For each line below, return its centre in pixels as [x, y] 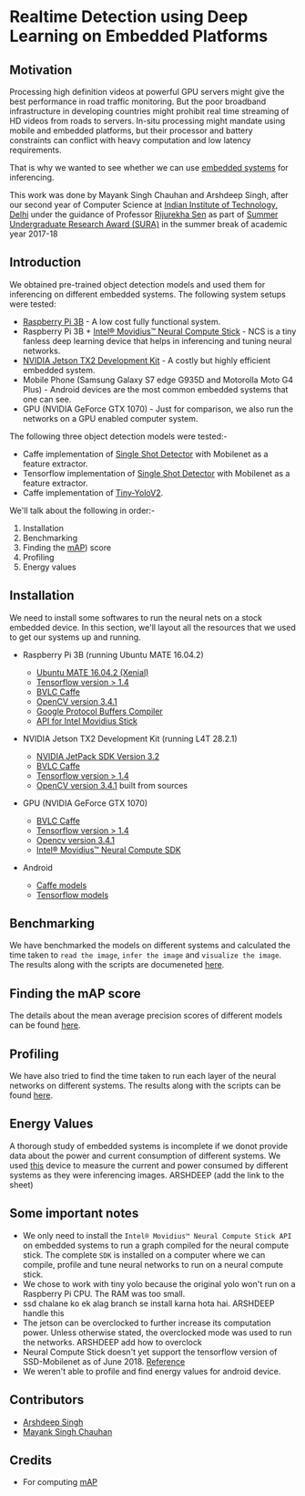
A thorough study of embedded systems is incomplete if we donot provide [149, 1146]
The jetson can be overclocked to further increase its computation [147, 1323]
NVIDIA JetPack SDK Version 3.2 [98, 756]
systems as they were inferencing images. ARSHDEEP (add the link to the [147, 1175]
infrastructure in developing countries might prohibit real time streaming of [149, 111]
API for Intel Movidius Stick [87, 721]
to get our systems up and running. [75, 637]
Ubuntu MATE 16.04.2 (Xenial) [92, 672]
